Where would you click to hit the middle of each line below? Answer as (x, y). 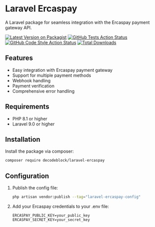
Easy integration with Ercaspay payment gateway (62, 70)
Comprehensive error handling (43, 91)
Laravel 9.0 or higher (33, 124)
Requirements (27, 107)
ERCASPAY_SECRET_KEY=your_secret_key (51, 220)
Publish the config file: (35, 188)
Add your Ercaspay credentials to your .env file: (61, 206)
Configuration (27, 176)
